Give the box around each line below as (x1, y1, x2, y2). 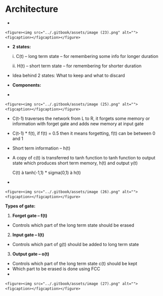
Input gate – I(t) (12, 232, 44, 238)
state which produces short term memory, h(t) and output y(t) (12, 160, 138, 166)
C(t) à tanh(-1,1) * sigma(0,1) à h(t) (12, 169, 81, 175)
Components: (12, 82, 41, 88)
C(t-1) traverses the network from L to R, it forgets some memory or (12, 115, 150, 121)
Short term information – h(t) (12, 145, 71, 151)
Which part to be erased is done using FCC (12, 266, 100, 272)
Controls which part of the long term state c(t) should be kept (12, 260, 137, 266)
